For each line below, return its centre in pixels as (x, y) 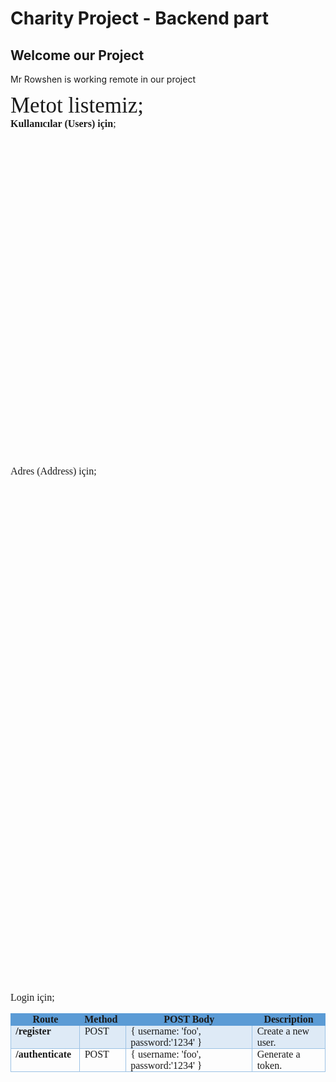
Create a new (283, 1031)
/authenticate (43, 1054)
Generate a (278, 1054)
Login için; (32, 997)
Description (288, 1019)
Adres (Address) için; (53, 471)
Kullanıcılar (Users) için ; (63, 123)
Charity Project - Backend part (139, 18)
